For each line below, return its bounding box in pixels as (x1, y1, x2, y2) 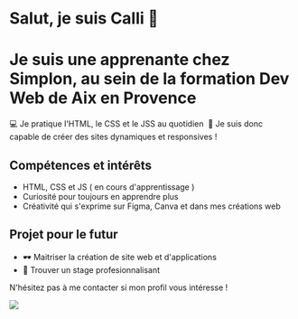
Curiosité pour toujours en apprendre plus (22, 191, 179, 202)
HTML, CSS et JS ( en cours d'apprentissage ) (22, 181, 195, 192)
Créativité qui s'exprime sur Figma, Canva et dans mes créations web (22, 201, 282, 211)
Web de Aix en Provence (9, 88, 197, 108)
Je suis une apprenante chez (9, 50, 230, 70)
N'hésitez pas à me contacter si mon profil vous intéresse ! (9, 282, 228, 293)
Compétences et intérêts (9, 157, 152, 173)
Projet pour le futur (9, 227, 119, 242)
